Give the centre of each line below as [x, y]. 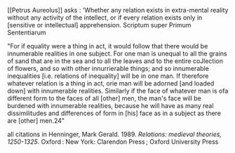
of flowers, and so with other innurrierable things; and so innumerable [108, 68]
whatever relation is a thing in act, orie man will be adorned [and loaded [111, 83]
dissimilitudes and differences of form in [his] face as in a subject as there [114, 113]
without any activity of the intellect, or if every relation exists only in [105, 18]
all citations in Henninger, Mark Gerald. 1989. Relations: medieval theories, [115, 134]
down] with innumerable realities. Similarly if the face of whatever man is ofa [118, 91]
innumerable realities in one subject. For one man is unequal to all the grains [117, 53]
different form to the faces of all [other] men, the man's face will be [104, 98]
